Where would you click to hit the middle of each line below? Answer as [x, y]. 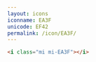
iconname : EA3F [29, 20]
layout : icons [28, 14]
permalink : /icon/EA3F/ [42, 33]
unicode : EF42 [28, 26]
